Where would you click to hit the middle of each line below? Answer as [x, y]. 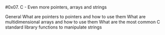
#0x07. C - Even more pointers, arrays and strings [56, 7]
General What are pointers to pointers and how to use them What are [76, 17]
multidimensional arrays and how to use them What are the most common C [82, 22]
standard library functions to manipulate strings [54, 27]
